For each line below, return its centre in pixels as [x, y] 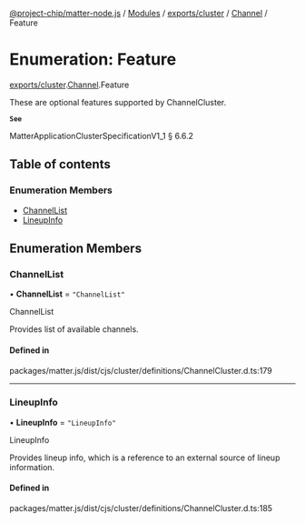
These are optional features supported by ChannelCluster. [118, 102]
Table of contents [60, 164]
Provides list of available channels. [74, 329]
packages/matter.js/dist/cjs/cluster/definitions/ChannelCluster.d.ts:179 [141, 370]
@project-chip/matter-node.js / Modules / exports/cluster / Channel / [138, 13]
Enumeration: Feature [93, 60]
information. [32, 467]
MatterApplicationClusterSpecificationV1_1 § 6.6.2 [101, 136]
